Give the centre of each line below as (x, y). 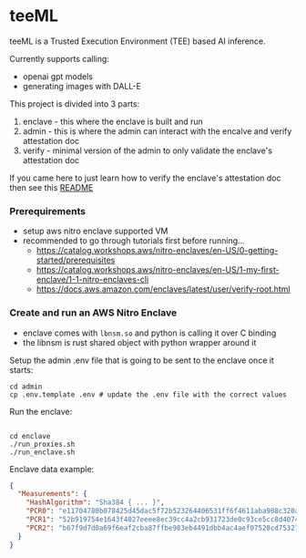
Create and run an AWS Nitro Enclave (93, 313)
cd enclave (30, 436)
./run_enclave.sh (42, 452)
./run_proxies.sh (42, 444)
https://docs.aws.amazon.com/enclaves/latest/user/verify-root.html (163, 289)
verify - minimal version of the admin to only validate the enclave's (148, 150)
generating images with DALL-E (82, 86)
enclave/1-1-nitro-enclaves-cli (92, 280)
